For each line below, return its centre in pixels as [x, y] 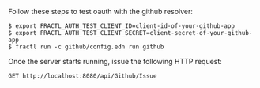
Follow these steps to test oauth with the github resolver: [101, 11]
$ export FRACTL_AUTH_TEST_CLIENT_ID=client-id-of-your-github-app [122, 26]
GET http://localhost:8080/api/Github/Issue [83, 76]
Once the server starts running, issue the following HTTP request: [115, 61]
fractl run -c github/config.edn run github [90, 47]
